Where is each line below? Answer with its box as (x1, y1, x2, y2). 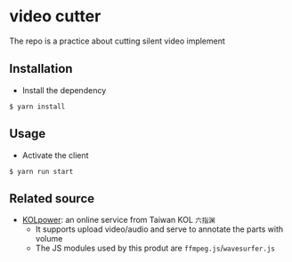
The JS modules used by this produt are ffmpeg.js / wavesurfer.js (35, 242, 276, 254)
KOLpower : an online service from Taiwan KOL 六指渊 (21, 215, 215, 226)
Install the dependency (21, 84, 107, 95)
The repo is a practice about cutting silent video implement (9, 36, 225, 46)
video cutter (9, 6, 101, 27)
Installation (9, 61, 73, 76)
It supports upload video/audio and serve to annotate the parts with (35, 224, 284, 234)
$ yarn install (9, 102, 66, 111)
